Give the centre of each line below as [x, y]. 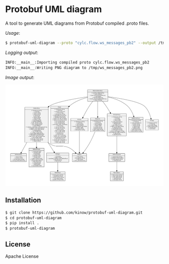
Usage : [13, 33]
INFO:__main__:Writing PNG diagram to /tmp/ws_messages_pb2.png [74, 68]
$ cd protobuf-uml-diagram [33, 218]
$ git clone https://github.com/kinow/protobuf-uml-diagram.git [74, 213]
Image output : [20, 77]
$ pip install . [22, 223]
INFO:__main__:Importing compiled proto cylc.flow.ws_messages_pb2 [77, 62]
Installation [23, 200]
